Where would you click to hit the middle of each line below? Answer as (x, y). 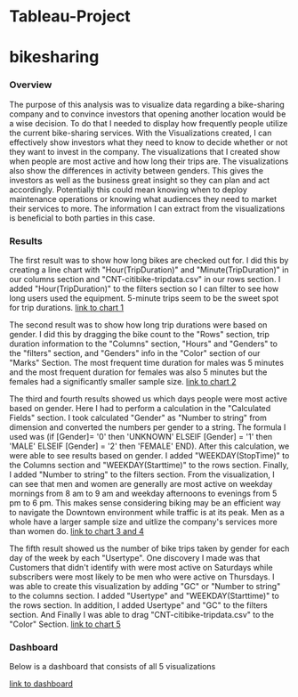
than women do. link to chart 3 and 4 (77, 531)
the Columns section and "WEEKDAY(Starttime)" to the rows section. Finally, (149, 465)
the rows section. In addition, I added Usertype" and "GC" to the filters (139, 605)
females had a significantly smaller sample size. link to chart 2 (123, 381)
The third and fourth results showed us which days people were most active (148, 399)
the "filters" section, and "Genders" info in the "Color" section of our (135, 353)
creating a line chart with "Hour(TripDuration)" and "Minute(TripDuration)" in (149, 270)
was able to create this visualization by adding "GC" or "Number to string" (145, 586)
